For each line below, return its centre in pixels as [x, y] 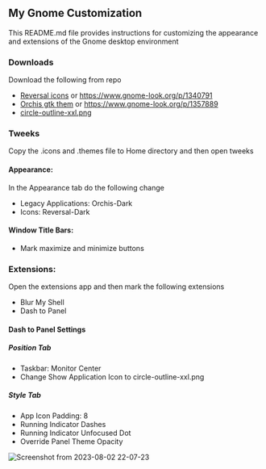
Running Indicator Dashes [63, 424]
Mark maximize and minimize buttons [82, 248]
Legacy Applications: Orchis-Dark [76, 203]
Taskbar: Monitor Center [60, 368]
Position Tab [30, 348]
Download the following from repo [65, 80]
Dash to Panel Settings [47, 329]
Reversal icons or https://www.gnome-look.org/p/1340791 [116, 95]
